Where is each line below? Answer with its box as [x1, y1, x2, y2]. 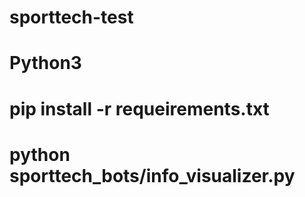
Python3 [9, 52, 82, 75]
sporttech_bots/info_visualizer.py [9, 164, 296, 187]
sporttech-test [9, 6, 134, 29]
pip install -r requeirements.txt [9, 97, 270, 120]
